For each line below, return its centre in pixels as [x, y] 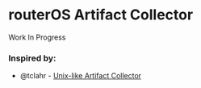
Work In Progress [37, 37]
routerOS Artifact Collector [101, 15]
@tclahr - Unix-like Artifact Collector [81, 76]
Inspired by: [32, 58]
